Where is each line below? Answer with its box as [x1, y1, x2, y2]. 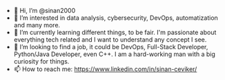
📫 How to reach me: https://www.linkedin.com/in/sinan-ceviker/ [13, 65, 197, 73]
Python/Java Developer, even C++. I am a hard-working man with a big [13, 50, 215, 58]
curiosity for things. [13, 57, 70, 65]
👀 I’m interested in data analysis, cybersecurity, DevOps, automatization [13, 14, 219, 22]
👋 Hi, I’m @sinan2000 [13, 7, 76, 14]
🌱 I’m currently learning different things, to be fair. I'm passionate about [13, 28, 217, 36]
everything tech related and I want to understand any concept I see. [13, 36, 207, 44]
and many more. [13, 21, 61, 29]
